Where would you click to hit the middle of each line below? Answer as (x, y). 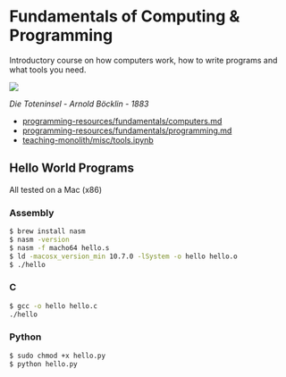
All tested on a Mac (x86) (56, 189)
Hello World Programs (72, 168)
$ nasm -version (39, 239)
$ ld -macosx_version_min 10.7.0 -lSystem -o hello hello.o (124, 256)
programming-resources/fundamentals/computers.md (122, 121)
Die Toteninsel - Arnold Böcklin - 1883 (79, 104)
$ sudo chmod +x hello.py (57, 356)
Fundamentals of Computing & (125, 17)
